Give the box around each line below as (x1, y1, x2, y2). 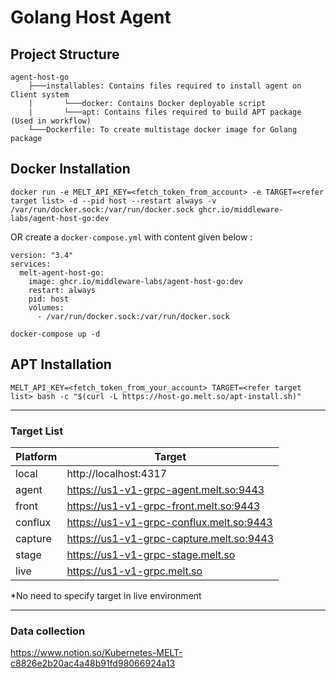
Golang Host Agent (10, 6, 172, 29)
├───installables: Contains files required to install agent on (28, 81, 302, 91)
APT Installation (10, 356, 112, 373)
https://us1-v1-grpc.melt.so (66, 564, 203, 578)
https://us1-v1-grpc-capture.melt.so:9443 (66, 531, 275, 545)
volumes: (28, 302, 65, 313)
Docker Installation (10, 161, 131, 178)
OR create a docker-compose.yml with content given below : (10, 231, 253, 243)
